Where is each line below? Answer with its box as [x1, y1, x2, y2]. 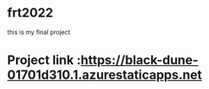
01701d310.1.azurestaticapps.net [7, 67, 202, 83]
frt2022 [7, 5, 54, 21]
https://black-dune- [80, 52, 199, 68]
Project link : [7, 52, 82, 68]
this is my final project [7, 28, 71, 36]
